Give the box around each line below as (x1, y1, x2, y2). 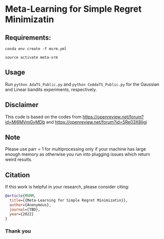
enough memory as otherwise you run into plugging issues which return (5, 151, 150, 158)
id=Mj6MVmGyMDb (5, 119, 46, 125)
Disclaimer (5, 101, 39, 109)
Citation (5, 171, 30, 179)
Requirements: (5, 33, 51, 42)
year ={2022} (9, 212, 34, 216)
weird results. (5, 157, 33, 162)
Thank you (5, 228, 31, 235)
